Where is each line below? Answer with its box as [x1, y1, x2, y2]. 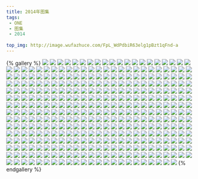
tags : [6, 14, 20, 20]
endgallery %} [6, 166, 42, 173]
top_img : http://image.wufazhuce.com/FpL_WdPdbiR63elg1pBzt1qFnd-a [6, 43, 179, 49]
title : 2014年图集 [6, 8, 50, 15]
